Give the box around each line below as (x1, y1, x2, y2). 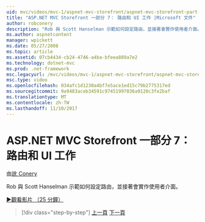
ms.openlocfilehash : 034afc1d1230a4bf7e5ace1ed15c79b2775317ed (6, 83, 171, 89)
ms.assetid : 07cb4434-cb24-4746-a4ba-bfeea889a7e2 (6, 54, 138, 60)
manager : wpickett (6, 37, 53, 43)
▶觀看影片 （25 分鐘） (6, 196, 64, 203)
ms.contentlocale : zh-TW (6, 99, 70, 106)
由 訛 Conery (6, 170, 38, 177)
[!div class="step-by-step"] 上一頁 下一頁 (21, 209, 126, 217)
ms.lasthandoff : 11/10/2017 (6, 105, 78, 112)
